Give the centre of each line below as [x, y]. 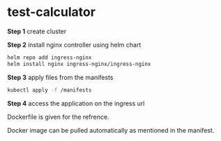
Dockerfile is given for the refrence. [58, 117]
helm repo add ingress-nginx [49, 57]
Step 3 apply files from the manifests [60, 77]
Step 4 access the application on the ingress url [76, 103]
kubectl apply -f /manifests [49, 90]
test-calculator [52, 12]
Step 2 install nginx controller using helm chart [74, 44]
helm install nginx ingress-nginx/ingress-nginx [79, 64]
